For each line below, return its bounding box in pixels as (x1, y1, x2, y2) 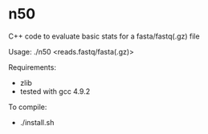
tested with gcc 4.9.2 (19, 86, 91, 96)
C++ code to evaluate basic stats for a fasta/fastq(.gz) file (8, 31, 200, 41)
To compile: (8, 102, 47, 112)
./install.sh (19, 117, 55, 127)
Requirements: (8, 62, 56, 72)
